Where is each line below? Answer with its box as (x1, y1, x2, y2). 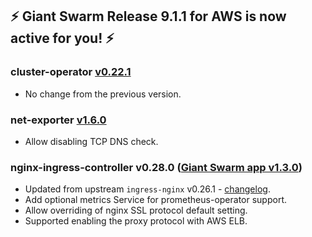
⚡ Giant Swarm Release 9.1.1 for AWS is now (10, 8, 287, 25)
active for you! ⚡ (10, 30, 115, 47)
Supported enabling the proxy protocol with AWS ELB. (24, 215, 248, 227)
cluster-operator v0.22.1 (10, 65, 132, 79)
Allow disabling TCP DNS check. (24, 135, 159, 147)
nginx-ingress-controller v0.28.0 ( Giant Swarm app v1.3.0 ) (10, 160, 303, 174)
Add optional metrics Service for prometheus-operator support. (24, 194, 287, 206)
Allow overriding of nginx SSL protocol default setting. (24, 204, 248, 217)
